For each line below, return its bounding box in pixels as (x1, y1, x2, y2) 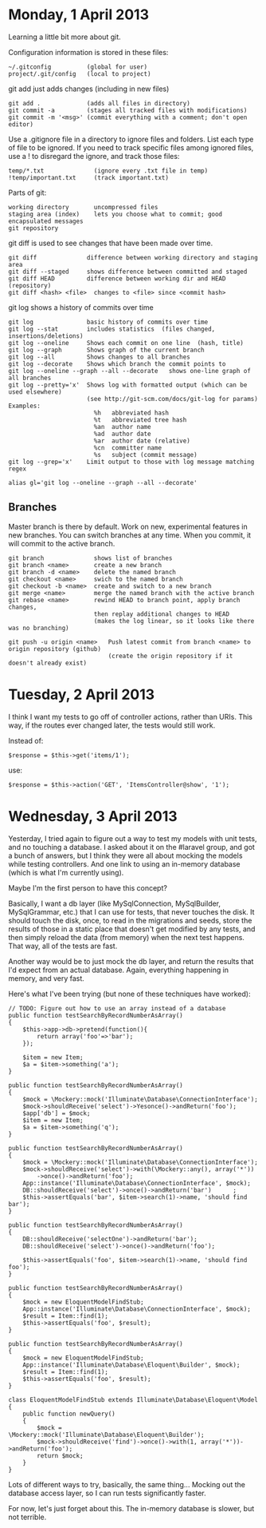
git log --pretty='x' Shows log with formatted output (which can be (8, 381, 248, 389)
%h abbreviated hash (93, 409, 170, 417)
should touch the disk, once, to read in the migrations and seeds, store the (8, 915, 252, 925)
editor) (8, 120, 34, 129)
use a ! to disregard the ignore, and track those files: (8, 151, 180, 161)
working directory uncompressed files (8, 203, 158, 211)
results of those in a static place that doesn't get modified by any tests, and (8, 924, 256, 934)
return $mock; (37, 1451, 84, 1459)
